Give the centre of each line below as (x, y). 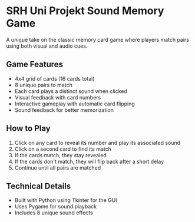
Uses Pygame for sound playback (56, 207)
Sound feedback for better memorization (64, 110)
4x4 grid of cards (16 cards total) (55, 78)
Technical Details (39, 186)
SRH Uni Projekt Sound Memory (85, 11)
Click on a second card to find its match (63, 149)
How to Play (29, 129)
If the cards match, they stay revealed (61, 155)
